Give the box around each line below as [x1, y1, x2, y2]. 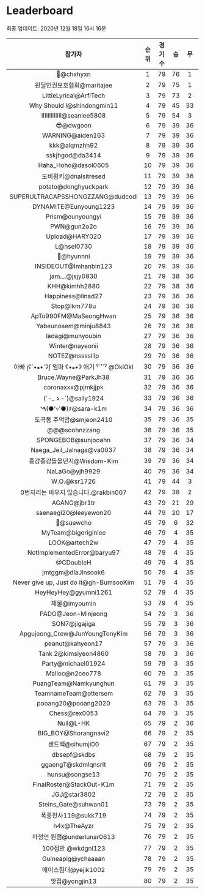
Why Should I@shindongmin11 [29, 101, 118, 110]
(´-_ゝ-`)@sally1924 [43, 394, 104, 402]
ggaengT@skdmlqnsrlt [41, 760, 106, 768]
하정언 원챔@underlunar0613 [32, 832, 115, 841]
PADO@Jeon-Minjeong [39, 609, 108, 618]
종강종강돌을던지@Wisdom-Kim [29, 457, 119, 465]
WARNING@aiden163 [41, 131, 106, 140]
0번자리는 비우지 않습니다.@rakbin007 [20, 488, 127, 497]
